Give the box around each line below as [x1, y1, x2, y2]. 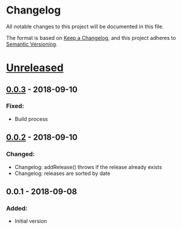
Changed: [6, 150, 35, 159]
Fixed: [6, 102, 25, 110]
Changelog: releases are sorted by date [14, 170, 110, 177]
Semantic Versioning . [6, 41, 58, 48]
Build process [14, 115, 48, 122]
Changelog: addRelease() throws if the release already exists [14, 163, 163, 170]
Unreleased [6, 61, 64, 75]
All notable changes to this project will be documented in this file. [6, 23, 164, 30]
